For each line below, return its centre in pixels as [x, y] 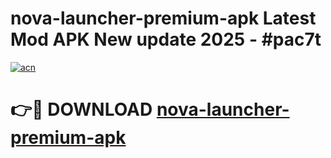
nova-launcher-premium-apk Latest [163, 18]
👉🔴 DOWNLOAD [81, 109]
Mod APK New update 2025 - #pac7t [166, 39]
